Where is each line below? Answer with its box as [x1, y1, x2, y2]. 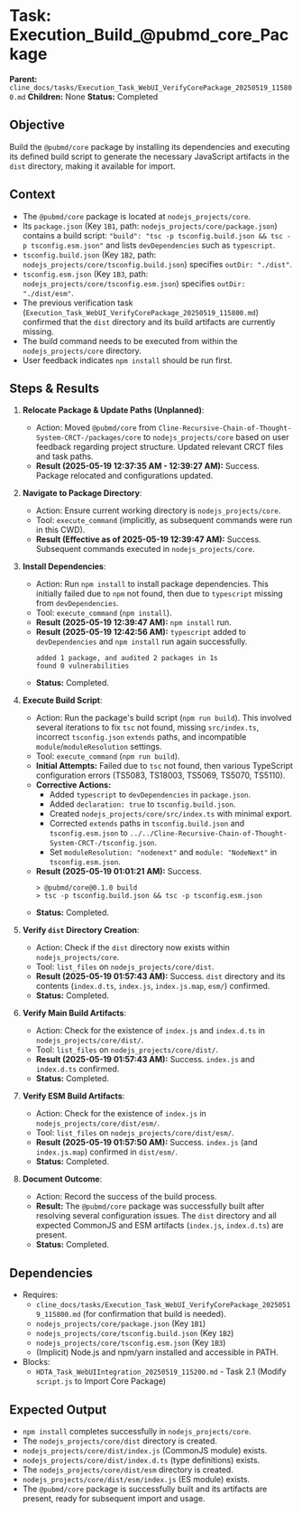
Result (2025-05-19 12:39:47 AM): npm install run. [35, 617, 232, 628]
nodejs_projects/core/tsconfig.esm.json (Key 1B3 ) [35, 1338, 226, 1349]
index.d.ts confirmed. [35, 1063, 120, 1075]
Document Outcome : [22, 1173, 103, 1184]
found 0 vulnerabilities [35, 661, 130, 671]
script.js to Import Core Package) [35, 1376, 167, 1387]
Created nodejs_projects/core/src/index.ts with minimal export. [49, 808, 293, 819]
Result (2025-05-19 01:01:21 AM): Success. [35, 866, 202, 877]
